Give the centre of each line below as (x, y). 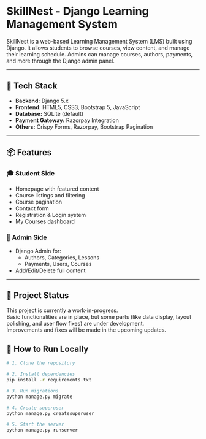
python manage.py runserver (42, 430)
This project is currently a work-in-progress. (62, 310)
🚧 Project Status (38, 296)
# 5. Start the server (35, 424)
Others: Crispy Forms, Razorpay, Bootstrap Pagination (84, 126)
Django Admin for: (38, 251)
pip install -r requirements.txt (49, 380)
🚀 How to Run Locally (48, 349)
